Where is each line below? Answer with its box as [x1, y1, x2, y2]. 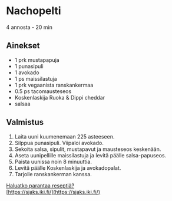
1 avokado [14, 69, 39, 76]
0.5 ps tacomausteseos [14, 87, 72, 95]
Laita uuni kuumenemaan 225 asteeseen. [14, 133, 115, 140]
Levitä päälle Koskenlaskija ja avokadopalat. [14, 164, 121, 172]
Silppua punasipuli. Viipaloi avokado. [14, 139, 104, 146]
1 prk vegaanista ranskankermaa [14, 81, 94, 88]
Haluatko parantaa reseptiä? [6, 182, 75, 189]
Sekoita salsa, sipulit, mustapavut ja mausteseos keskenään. [14, 146, 161, 153]
